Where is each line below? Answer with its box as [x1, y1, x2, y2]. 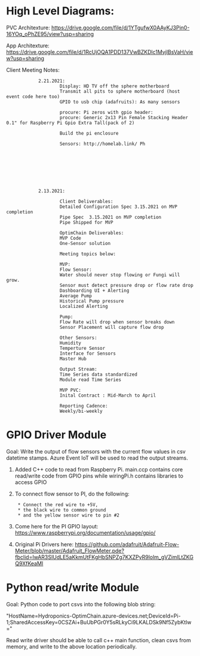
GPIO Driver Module [6, 428, 107, 442]
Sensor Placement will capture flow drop [59, 324, 164, 330]
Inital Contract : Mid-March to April [59, 392, 156, 398]
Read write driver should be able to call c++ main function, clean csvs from [6, 636, 191, 643]
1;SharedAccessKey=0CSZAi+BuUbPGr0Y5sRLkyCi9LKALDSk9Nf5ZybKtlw [6, 618, 192, 625]
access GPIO [14, 478, 47, 486]
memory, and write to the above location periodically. [6, 643, 137, 650]
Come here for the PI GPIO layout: [14, 522, 99, 530]
